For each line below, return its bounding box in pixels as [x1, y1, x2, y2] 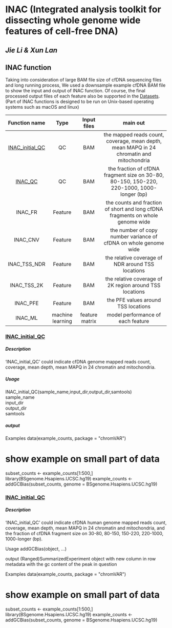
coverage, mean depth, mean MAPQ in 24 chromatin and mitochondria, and [5, 525, 165, 531]
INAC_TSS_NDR [8, 260, 46, 268]
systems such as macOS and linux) [5, 104, 79, 110]
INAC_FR [16, 209, 37, 216]
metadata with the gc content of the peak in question [5, 561, 117, 568]
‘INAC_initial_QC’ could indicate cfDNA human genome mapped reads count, [5, 519, 167, 526]
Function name [8, 119, 46, 127]
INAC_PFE [14, 300, 39, 307]
